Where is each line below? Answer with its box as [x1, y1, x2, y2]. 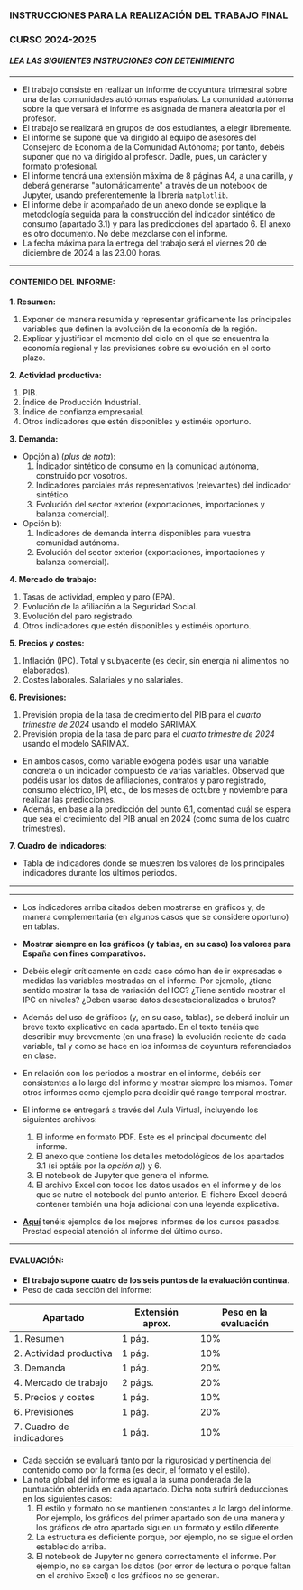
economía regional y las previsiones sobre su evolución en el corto [22, 343, 271, 354]
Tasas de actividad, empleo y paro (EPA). [22, 591, 176, 602]
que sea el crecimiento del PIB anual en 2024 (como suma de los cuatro [22, 814, 290, 824]
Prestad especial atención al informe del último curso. [22, 1226, 223, 1237]
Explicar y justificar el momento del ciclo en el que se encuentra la [22, 333, 270, 344]
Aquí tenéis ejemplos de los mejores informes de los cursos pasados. [22, 1216, 281, 1227]
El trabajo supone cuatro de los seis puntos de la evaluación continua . [22, 1275, 290, 1286]
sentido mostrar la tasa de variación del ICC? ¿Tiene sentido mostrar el [22, 985, 286, 996]
